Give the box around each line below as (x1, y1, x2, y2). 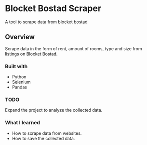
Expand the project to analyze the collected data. (5, 107, 103, 113)
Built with (5, 63, 28, 70)
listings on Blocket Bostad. (5, 51, 58, 57)
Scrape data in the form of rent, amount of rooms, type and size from (5, 45, 142, 51)
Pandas (12, 84, 27, 90)
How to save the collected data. (12, 135, 75, 141)
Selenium (12, 79, 31, 85)
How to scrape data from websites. (12, 130, 82, 136)
